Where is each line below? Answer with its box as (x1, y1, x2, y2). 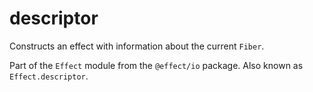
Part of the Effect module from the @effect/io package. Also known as (9, 59, 304, 71)
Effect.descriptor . (9, 70, 89, 82)
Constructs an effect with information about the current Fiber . (9, 40, 265, 52)
